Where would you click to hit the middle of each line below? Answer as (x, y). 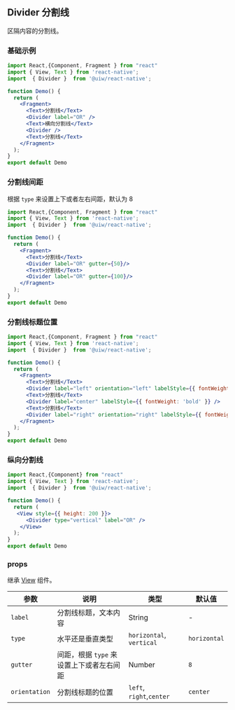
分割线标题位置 (33, 322)
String (138, 618)
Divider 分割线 (38, 13)
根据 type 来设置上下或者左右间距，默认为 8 (70, 199)
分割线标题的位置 (85, 692)
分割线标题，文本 (85, 613)
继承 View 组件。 (31, 580)
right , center (149, 697)
